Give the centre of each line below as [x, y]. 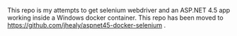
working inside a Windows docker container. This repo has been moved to [116, 18]
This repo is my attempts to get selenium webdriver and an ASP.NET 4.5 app [119, 10]
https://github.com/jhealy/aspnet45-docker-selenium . [87, 25]
